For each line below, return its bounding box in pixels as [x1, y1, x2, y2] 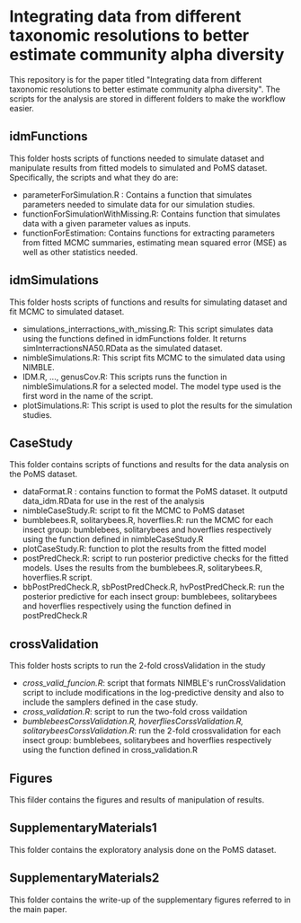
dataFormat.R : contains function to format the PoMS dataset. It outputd [22, 486, 288, 497]
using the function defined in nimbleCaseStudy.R [22, 534, 204, 545]
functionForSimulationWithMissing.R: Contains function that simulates [22, 209, 281, 219]
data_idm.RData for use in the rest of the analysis [22, 496, 205, 507]
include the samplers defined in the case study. [22, 697, 199, 707]
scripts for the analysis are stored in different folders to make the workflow [9, 93, 286, 104]
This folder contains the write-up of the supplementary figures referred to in [9, 894, 291, 905]
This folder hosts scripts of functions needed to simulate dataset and [9, 153, 265, 164]
